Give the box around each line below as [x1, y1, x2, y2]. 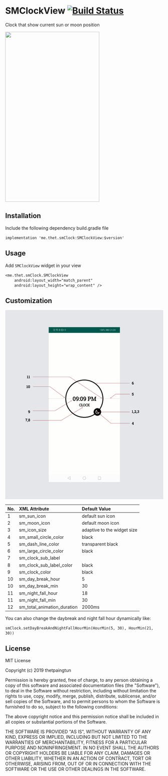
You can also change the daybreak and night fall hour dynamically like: [5, 615, 151, 621]
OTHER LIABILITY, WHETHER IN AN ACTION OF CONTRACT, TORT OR [5, 755, 151, 761]
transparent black [82, 541, 118, 547]
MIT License [5, 658, 31, 664]
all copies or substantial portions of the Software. [5, 719, 107, 725]
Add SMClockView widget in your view [5, 262, 81, 268]
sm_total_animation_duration [19, 604, 78, 610]
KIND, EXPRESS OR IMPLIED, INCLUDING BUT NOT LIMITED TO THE [5, 734, 147, 740]
